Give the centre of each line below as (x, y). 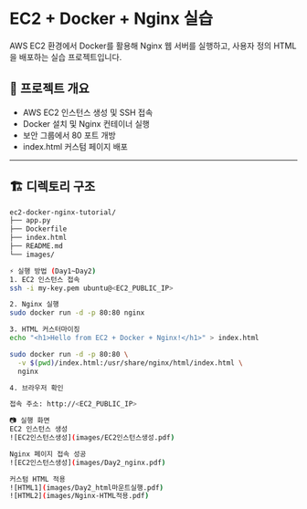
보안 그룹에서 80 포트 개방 (69, 135)
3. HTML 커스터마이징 (45, 329)
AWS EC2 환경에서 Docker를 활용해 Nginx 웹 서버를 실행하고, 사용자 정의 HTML (153, 46)
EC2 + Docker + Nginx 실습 (111, 19)
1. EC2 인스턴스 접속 (45, 279)
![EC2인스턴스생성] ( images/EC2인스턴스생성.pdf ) (92, 438)
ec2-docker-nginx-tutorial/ (63, 212)
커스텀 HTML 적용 (37, 479)
